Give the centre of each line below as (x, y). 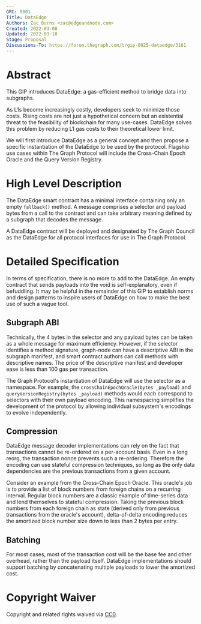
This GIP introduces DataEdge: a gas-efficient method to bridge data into (97, 91)
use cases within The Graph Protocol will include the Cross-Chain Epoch (96, 153)
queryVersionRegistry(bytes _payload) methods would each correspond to (100, 393)
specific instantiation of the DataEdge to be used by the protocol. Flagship (98, 146)
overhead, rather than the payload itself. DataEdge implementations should (99, 561)
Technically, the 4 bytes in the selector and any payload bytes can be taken (100, 337)
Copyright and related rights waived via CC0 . (62, 614)
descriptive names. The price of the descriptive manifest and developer (94, 362)
